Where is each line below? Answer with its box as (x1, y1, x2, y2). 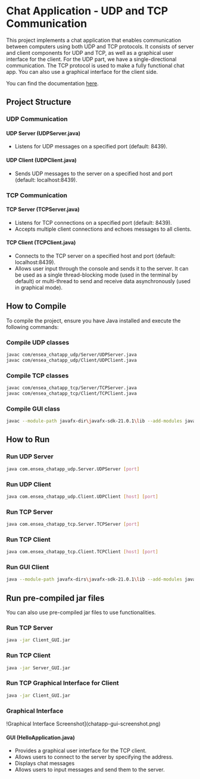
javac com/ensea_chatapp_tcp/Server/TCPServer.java (6, 385, 137, 391)
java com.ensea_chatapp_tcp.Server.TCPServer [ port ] (6, 522, 140, 527)
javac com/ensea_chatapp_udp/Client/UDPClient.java (6, 357, 137, 363)
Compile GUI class (6, 404, 61, 412)
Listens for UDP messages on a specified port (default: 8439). (14, 143, 168, 150)
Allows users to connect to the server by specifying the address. (14, 753, 174, 761)
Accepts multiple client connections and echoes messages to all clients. (14, 225, 192, 232)
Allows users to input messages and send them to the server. (14, 766, 165, 773)
